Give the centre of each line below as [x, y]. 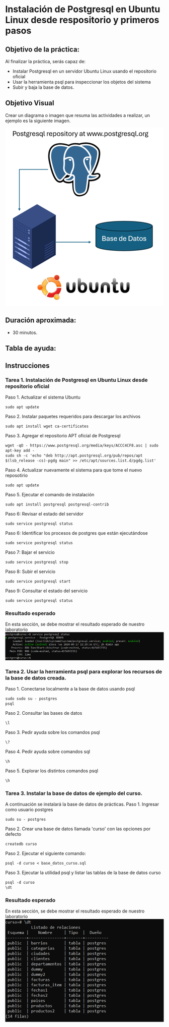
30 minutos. [25, 332]
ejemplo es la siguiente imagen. [38, 121]
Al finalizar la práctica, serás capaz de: [46, 61]
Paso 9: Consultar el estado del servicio [47, 591]
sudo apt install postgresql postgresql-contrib [57, 504]
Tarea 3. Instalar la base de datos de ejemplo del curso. [74, 793]
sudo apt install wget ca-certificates [47, 426]
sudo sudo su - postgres [31, 699]
